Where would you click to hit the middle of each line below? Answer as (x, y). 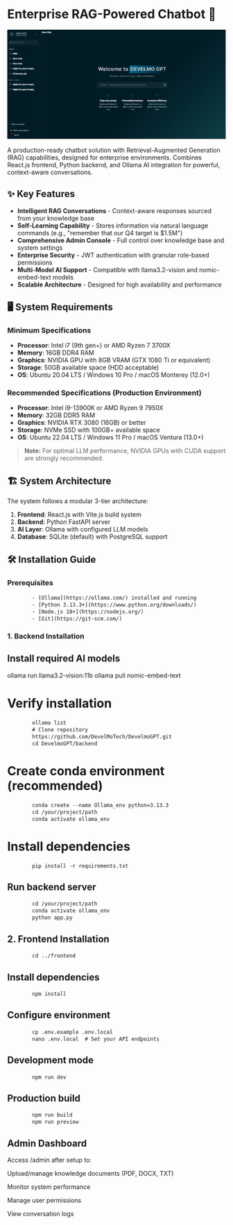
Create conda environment (86, 771)
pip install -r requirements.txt (80, 866)
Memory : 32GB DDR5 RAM (56, 415)
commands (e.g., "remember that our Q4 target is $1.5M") (100, 233)
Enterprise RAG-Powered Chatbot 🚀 (112, 14)
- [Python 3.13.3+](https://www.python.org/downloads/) (114, 605)
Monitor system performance (49, 1187)
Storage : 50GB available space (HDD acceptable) (88, 368)
